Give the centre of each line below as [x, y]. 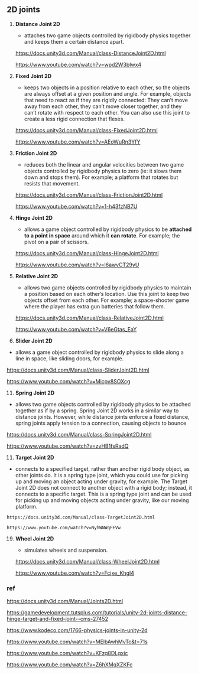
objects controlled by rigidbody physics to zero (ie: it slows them [103, 171]
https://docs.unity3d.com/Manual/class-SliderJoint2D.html [78, 370]
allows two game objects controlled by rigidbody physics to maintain [108, 287]
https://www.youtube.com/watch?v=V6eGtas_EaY [76, 329]
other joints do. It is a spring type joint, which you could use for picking [102, 475]
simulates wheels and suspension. [66, 550]
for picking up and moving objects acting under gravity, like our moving [102, 500]
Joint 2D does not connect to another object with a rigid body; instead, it [104, 487]
